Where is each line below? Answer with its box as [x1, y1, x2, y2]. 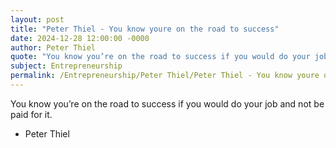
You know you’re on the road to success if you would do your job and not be [10, 97, 325, 110]
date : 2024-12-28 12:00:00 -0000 [10, 33, 150, 43]
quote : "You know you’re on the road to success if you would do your [10, 52, 311, 62]
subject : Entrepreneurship [10, 61, 123, 71]
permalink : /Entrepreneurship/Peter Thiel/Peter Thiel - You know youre [10, 71, 320, 81]
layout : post [10, 14, 65, 25]
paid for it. [10, 108, 53, 120]
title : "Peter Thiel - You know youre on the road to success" [10, 24, 280, 34]
